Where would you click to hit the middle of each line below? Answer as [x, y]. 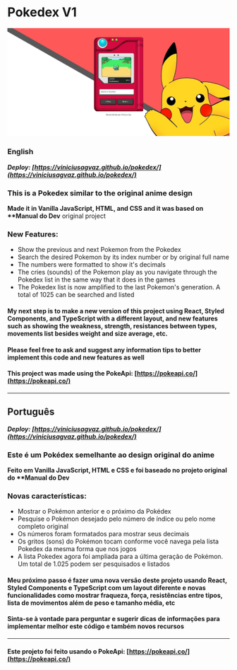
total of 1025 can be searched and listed [76, 295]
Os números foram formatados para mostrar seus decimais [103, 534]
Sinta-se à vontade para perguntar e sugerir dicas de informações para [114, 619]
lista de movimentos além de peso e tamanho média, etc [91, 603]
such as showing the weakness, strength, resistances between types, [112, 326]
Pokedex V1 [42, 12]
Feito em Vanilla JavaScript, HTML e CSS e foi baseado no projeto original [117, 470]
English [20, 151]
